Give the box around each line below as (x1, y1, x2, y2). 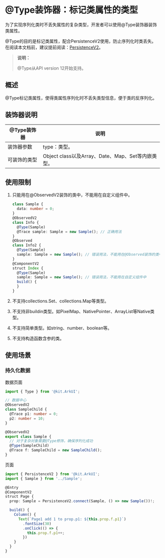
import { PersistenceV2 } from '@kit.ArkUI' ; (5, 472, 100, 477)
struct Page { (5, 494, 34, 499)
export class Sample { (5, 434, 52, 439)
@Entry (5, 485, 19, 490)
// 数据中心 (5, 398, 27, 403)
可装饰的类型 (7, 156, 38, 163)
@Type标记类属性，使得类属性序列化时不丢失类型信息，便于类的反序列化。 (5, 95, 157, 101)
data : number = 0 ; (17, 207, 55, 212)
